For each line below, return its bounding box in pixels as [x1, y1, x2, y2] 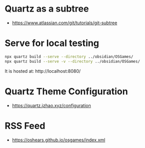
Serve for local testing [5, 37, 99, 49]
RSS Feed [5, 120, 46, 131]
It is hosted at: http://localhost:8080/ [5, 68, 81, 74]
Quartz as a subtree [5, 3, 89, 15]
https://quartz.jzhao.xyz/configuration [12, 102, 91, 109]
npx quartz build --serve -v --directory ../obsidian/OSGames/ [5, 59, 140, 64]
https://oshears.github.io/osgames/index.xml [12, 137, 105, 143]
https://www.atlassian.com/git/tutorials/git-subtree [12, 20, 118, 26]
